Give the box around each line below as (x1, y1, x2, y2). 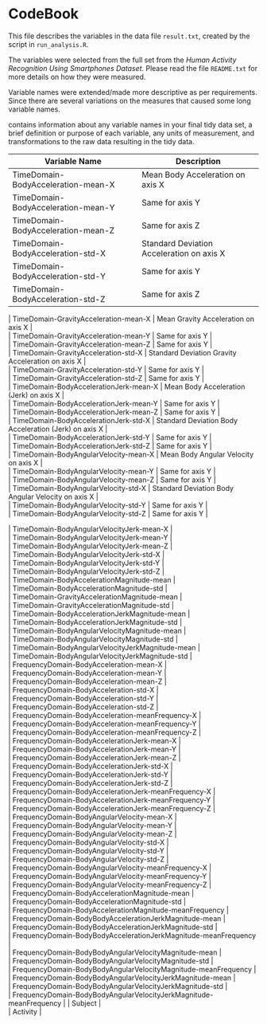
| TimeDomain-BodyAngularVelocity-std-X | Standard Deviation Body (8, 483, 234, 492)
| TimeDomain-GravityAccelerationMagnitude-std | (8, 600, 175, 610)
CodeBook (8, 5, 79, 23)
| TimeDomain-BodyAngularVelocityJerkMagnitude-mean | (8, 642, 201, 652)
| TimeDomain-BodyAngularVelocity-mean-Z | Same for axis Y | (8, 475, 216, 485)
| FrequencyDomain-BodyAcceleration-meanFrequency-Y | (8, 719, 201, 728)
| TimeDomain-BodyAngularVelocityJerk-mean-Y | (8, 532, 172, 542)
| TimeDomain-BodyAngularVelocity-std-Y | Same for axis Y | (8, 500, 208, 510)
